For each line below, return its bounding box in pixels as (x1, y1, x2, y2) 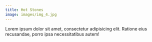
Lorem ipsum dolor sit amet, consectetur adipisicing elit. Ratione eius (5, 25, 147, 31)
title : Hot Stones (5, 7, 43, 12)
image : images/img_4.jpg (5, 12, 57, 17)
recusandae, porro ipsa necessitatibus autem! (5, 31, 99, 37)
